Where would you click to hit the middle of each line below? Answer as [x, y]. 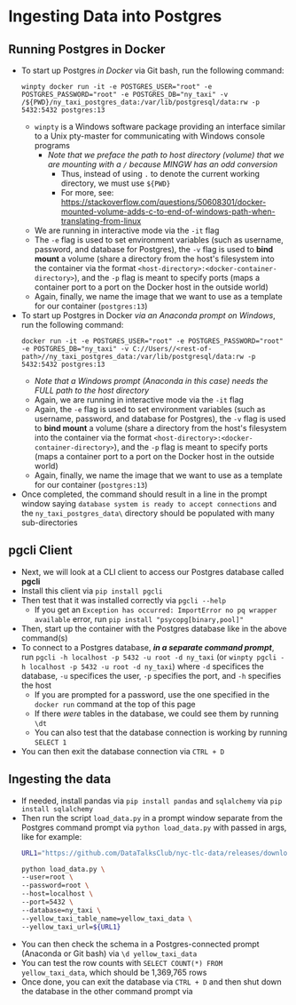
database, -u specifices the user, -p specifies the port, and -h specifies [151, 675]
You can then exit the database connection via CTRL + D [123, 751]
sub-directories [49, 522]
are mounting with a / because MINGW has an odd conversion [163, 164]
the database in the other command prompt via [107, 991]
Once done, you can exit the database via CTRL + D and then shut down [152, 981]
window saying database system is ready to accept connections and [149, 503]
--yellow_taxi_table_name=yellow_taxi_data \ [106, 918]
